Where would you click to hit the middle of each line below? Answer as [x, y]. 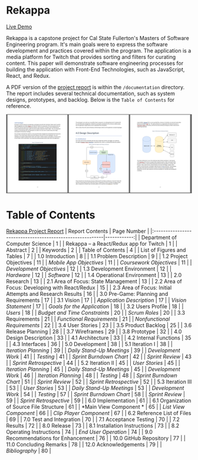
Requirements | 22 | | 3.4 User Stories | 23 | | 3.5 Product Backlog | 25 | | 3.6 [99, 325]
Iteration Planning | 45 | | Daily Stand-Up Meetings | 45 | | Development [93, 369]
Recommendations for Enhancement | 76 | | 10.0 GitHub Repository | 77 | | [96, 438]
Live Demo [19, 27]
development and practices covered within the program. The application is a [99, 50]
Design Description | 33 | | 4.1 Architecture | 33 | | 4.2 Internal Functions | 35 [99, 338]
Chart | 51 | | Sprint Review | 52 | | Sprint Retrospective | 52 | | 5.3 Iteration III [99, 382]
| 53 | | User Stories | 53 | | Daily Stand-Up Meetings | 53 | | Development [95, 388]
